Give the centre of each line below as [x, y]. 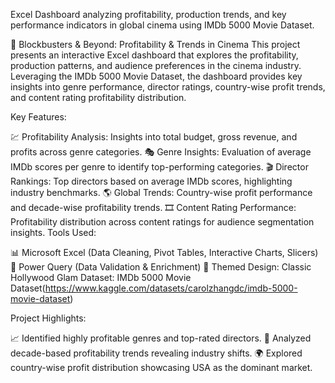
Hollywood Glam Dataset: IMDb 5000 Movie [101, 277]
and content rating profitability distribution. [98, 97]
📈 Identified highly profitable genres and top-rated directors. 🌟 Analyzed [161, 338]
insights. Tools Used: [53, 232]
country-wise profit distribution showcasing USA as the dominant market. [161, 367]
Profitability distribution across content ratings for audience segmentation [162, 222]
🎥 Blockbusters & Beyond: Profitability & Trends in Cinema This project [155, 44]
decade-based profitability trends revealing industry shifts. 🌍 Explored [156, 353]
